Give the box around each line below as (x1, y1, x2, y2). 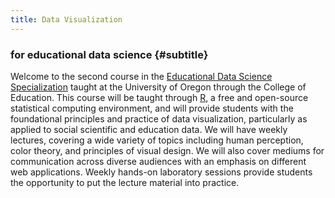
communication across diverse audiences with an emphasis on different (10, 155, 307, 167)
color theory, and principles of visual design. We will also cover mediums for (10, 144, 325, 156)
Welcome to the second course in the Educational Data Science (10, 70, 273, 82)
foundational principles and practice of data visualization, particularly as (10, 112, 308, 125)
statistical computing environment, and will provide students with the (10, 102, 294, 114)
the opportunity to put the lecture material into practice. (10, 176, 240, 188)
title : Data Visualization (10, 14, 123, 25)
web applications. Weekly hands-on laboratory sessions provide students (10, 166, 313, 178)
